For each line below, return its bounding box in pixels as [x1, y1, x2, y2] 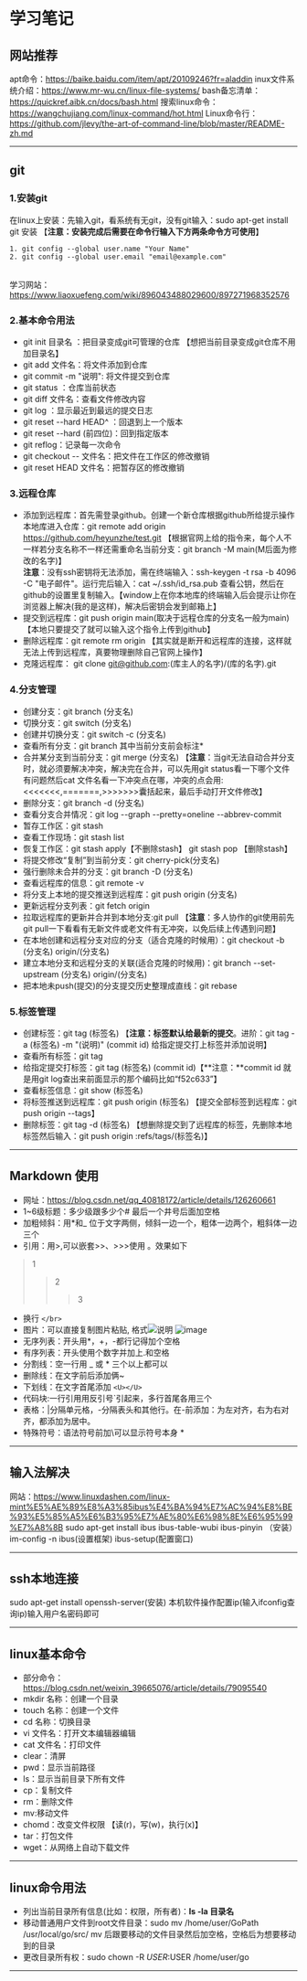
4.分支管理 [9, 683, 57, 696]
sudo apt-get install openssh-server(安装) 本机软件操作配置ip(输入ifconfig [9, 1597, 288, 1608]
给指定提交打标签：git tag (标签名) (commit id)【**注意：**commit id [22, 1061, 281, 1072]
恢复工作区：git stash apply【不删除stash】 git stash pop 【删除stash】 [22, 843, 292, 854]
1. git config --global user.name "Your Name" [9, 244, 190, 253]
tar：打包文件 [22, 1830, 74, 1842]
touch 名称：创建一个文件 [22, 1705, 120, 1716]
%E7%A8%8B [9, 1521, 64, 1532]
